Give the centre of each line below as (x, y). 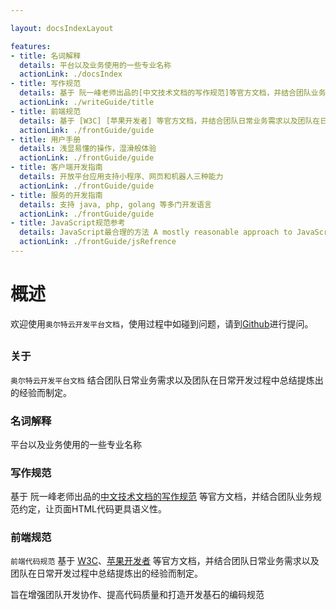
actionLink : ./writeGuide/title (87, 102)
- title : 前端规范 (46, 111)
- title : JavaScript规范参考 (68, 223)
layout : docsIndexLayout (62, 28)
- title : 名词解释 (46, 56)
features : (31, 46)
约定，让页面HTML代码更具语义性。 (93, 509)
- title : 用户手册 (46, 139)
